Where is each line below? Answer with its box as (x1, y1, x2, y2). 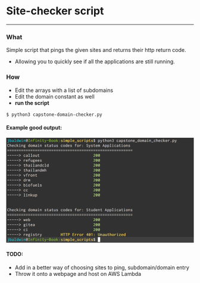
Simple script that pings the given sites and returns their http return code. (6, 47, 186, 54)
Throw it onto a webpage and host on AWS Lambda (14, 270, 142, 277)
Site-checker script (6, 4, 104, 18)
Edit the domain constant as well (14, 93, 95, 100)
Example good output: (6, 124, 62, 131)
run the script (14, 99, 49, 106)
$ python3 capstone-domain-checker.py (6, 112, 102, 118)
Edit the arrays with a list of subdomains (14, 87, 114, 94)
